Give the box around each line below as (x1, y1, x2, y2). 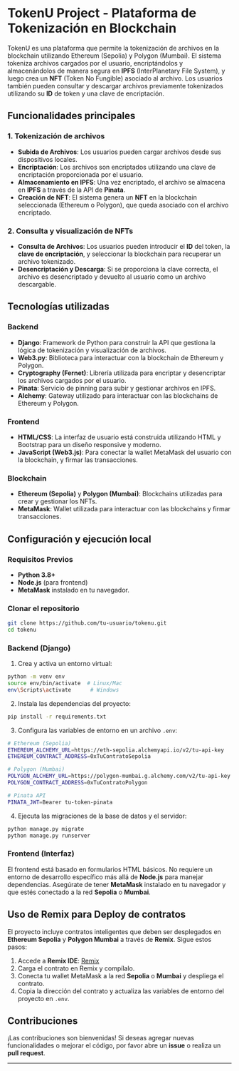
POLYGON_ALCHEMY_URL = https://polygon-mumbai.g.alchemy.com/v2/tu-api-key (7, 772, 231, 780)
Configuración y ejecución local (7, 533, 152, 545)
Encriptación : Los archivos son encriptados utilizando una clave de (17, 163, 216, 171)
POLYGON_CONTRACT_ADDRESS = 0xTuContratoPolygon (7, 779, 148, 786)
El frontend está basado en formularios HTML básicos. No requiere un (7, 865, 213, 873)
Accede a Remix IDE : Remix (17, 956, 100, 965)
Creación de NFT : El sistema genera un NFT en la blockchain (17, 193, 198, 201)
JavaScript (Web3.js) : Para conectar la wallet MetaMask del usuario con (17, 448, 232, 456)
